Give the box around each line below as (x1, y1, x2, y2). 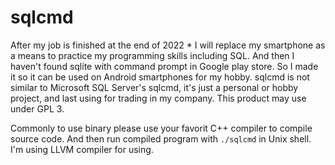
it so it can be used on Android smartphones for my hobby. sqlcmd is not (10, 71, 310, 83)
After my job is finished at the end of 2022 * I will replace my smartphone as (10, 39, 326, 51)
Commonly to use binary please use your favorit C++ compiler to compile (10, 122, 313, 134)
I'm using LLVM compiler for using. (10, 143, 154, 155)
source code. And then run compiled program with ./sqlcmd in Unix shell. (10, 132, 312, 145)
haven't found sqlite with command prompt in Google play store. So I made (10, 60, 319, 72)
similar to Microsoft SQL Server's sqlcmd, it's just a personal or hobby (10, 81, 299, 93)
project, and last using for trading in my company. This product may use (10, 92, 307, 104)
